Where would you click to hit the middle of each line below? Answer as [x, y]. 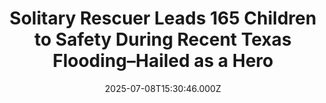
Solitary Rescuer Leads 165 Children [163, 18]
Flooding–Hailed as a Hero [163, 61]
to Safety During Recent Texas [163, 39]
